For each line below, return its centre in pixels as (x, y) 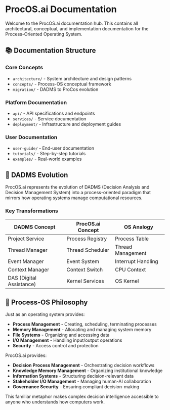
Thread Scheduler (88, 250)
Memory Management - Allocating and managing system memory (82, 330)
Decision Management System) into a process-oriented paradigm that (78, 193)
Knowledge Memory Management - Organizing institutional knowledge (88, 371)
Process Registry (87, 239)
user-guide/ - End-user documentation (53, 148)
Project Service (26, 239)
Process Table (132, 239)
